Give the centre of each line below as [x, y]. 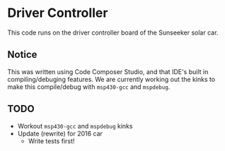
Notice [22, 55]
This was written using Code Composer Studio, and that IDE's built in [108, 71]
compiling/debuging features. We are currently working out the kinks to [111, 79]
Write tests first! [51, 141]
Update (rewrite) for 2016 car [60, 133]
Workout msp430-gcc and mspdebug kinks [75, 126]
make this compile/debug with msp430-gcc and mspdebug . [89, 87]
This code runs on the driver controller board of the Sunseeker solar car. [113, 32]
